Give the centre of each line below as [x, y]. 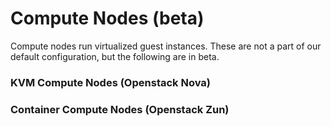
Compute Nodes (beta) [107, 18]
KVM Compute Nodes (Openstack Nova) [110, 82]
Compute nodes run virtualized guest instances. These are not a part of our [166, 46]
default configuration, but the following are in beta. [115, 56]
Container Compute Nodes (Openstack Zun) [120, 109]
